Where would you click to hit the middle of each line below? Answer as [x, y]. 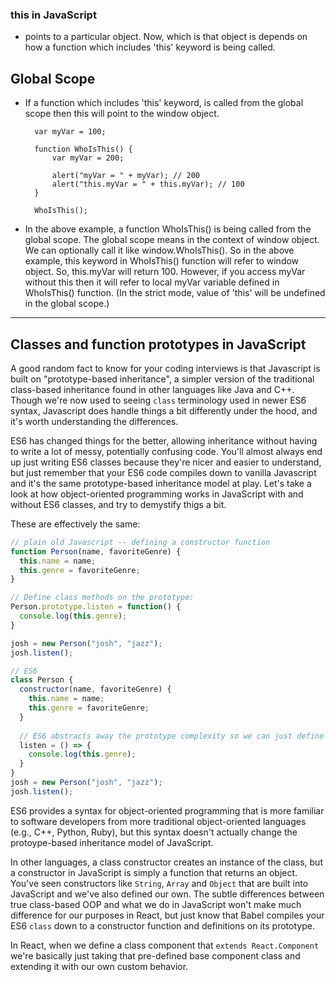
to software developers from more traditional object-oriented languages [158, 821]
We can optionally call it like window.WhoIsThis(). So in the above [159, 250]
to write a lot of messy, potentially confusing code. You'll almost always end [166, 451]
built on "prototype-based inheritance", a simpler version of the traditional [162, 379]
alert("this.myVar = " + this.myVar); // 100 [148, 184]
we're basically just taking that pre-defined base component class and [155, 955]
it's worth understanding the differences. [94, 421]
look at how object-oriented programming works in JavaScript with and [157, 494]
